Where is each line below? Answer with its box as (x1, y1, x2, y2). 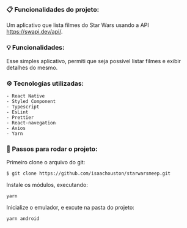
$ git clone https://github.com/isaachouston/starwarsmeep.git (6, 170, 171, 177)
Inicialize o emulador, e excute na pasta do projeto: (6, 204, 134, 211)
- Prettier (6, 114, 34, 121)
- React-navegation (6, 120, 56, 126)
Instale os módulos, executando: (6, 181, 89, 189)
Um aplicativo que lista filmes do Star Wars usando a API (6, 21, 150, 29)
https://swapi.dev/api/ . (6, 28, 63, 36)
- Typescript (6, 104, 40, 110)
